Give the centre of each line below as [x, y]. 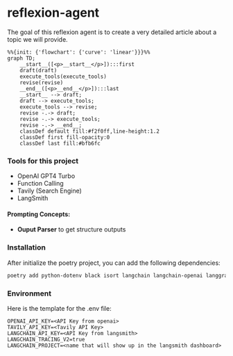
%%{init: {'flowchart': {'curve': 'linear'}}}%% [79, 52]
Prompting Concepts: [39, 214]
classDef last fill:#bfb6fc [60, 143]
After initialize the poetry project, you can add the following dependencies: [114, 263]
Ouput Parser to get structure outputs [71, 229]
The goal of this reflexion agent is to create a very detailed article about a [112, 32]
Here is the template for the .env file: [60, 308]
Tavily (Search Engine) [49, 191]
